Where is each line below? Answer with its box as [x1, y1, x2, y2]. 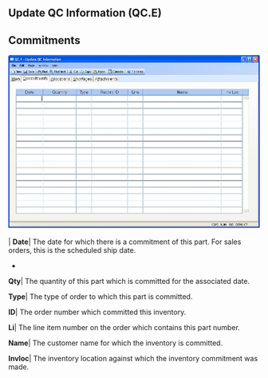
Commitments [8, 33, 81, 47]
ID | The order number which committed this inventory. [8, 307, 187, 317]
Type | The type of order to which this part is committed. [8, 291, 193, 301]
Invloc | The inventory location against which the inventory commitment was [8, 353, 258, 363]
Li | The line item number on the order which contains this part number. [8, 322, 241, 332]
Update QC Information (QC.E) [8, 6, 162, 20]
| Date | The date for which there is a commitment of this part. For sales [8, 237, 242, 246]
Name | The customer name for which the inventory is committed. [8, 338, 223, 348]
